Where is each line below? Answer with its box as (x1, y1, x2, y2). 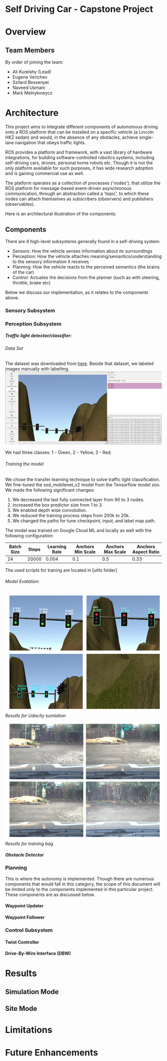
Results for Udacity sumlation (5, 712, 66, 718)
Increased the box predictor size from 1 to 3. (12, 502, 103, 508)
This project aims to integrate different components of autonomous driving (5, 124, 158, 130)
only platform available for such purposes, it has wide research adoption (5, 165, 154, 171)
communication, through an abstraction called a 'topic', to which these (5, 190, 149, 197)
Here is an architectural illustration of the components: (5, 211, 117, 217)
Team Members (5, 46, 55, 54)
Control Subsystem (5, 926, 53, 933)
